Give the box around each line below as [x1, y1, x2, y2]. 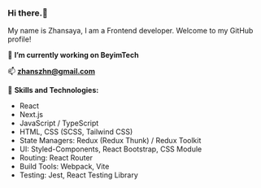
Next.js [19, 110, 44, 120]
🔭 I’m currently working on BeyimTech [7, 50, 139, 60]
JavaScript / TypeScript [19, 118, 99, 129]
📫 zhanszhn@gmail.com [7, 67, 95, 77]
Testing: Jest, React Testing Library [19, 170, 139, 180]
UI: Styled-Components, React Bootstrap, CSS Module [19, 144, 202, 154]
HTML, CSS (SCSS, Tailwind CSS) [19, 127, 133, 137]
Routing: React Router [19, 153, 93, 163]
